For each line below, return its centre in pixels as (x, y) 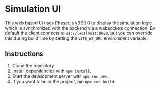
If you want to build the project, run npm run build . (63, 81)
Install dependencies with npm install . (52, 71)
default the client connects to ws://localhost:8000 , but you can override (79, 33)
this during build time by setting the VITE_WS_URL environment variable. (77, 38)
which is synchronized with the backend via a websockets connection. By (80, 28)
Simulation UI (33, 9)
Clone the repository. (34, 65)
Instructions (24, 54)
